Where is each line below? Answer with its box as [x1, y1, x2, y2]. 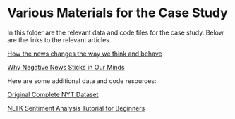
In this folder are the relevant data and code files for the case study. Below [7, 28, 224, 37]
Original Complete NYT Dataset [7, 90, 99, 99]
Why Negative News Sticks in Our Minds [7, 63, 125, 71]
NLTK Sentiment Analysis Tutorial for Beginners [7, 104, 145, 112]
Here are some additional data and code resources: [7, 76, 157, 85]
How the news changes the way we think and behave [7, 49, 162, 58]
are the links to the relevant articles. [7, 35, 112, 44]
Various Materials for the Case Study [7, 5, 228, 21]
